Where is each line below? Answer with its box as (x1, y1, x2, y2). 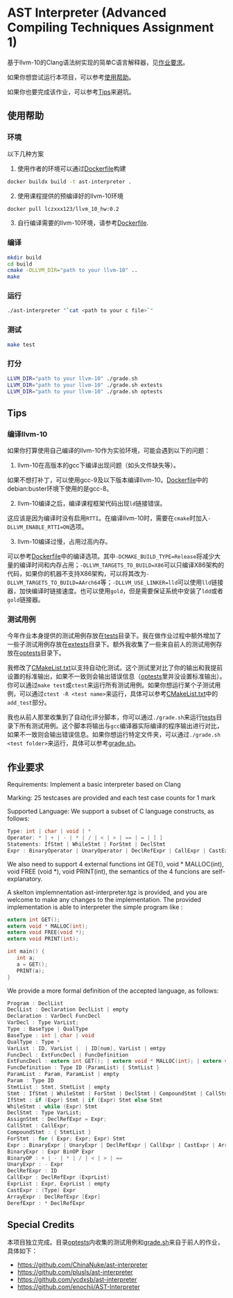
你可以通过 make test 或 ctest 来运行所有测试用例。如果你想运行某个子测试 (7, 681, 215, 690)
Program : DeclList (7, 1000, 64, 1007)
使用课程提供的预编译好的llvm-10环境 (17, 191, 123, 200)
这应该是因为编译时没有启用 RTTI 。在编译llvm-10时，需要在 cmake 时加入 (7, 514, 208, 522)
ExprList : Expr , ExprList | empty (7, 1181, 110, 1188)
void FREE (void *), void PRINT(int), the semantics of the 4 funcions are (7, 867, 211, 876)
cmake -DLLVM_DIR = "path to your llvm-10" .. (7, 267, 138, 274)
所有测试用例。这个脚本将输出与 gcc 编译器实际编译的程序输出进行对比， (19, 721, 223, 730)
